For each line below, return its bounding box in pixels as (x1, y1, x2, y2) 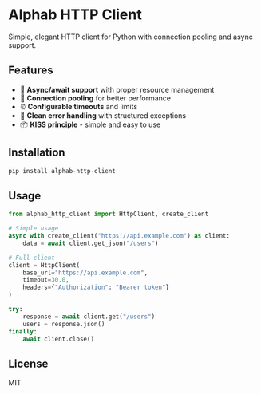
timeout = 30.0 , (22, 276, 69, 284)
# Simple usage (8, 225, 59, 233)
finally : (8, 327, 38, 336)
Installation (8, 146, 65, 160)
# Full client (8, 254, 56, 262)
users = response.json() (22, 320, 105, 328)
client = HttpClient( (8, 261, 81, 269)
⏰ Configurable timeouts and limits (19, 101, 138, 111)
